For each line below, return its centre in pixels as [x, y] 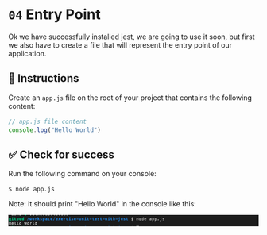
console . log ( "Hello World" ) [55, 130]
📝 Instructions [44, 78]
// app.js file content [48, 121]
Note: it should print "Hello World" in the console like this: [102, 204]
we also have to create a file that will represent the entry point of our [120, 44]
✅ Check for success [62, 154]
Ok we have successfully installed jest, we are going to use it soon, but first [132, 37]
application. [27, 53]
